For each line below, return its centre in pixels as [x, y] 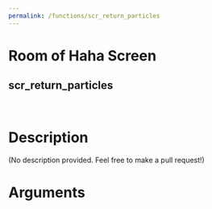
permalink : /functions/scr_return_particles [84, 16]
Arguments [47, 192]
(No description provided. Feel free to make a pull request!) [107, 160]
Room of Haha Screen [83, 55]
